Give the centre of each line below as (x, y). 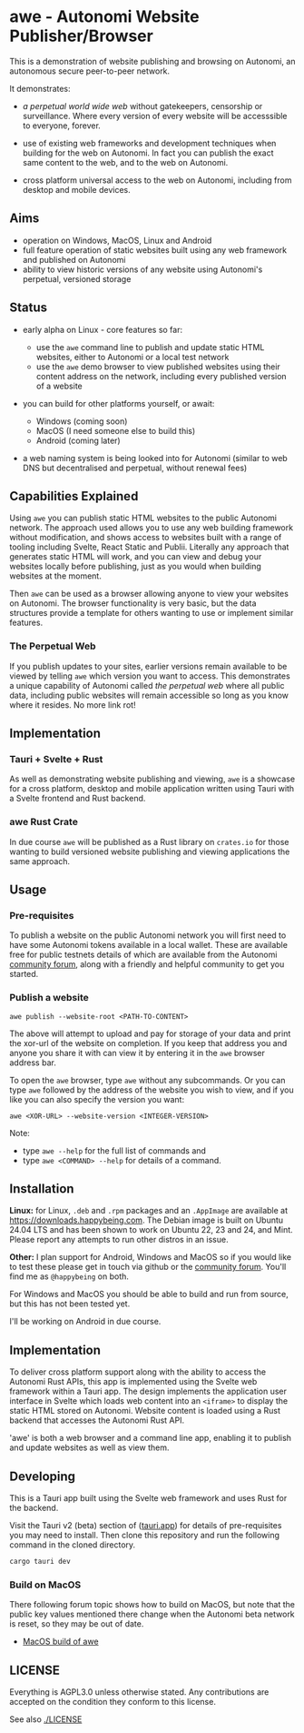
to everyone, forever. (62, 126)
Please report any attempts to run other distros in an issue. (119, 1240)
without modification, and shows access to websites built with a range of (146, 538)
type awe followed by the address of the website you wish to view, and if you (152, 1090)
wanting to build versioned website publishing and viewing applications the (150, 851)
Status (29, 308)
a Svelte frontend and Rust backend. (78, 799)
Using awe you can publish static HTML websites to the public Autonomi (143, 518)
